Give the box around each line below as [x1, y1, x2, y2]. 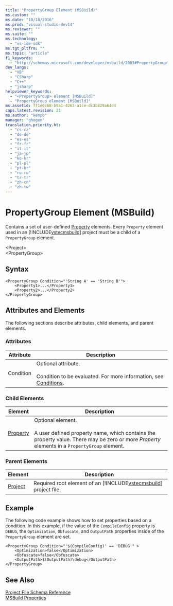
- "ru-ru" [10, 170, 31, 175]
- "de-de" [10, 132, 31, 137]
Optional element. [34, 417, 77, 424]
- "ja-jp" [10, 151, 31, 156]
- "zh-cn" [10, 180, 31, 185]
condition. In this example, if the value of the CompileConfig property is [5, 523, 155, 529]
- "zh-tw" [10, 185, 31, 190]
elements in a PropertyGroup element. [34, 442, 125, 450]
